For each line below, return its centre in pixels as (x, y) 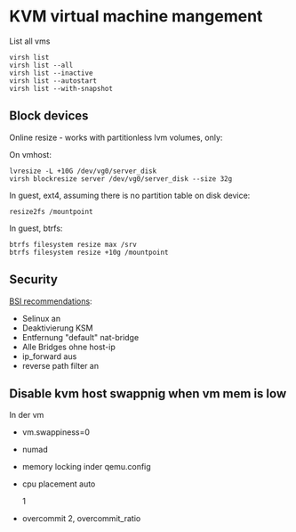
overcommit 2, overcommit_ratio (81, 519)
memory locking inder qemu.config (86, 467)
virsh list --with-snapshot (61, 88)
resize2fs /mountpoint (51, 211)
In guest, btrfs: (36, 228)
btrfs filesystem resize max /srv (73, 244)
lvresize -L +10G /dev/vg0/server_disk (83, 171)
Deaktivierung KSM (57, 328)
